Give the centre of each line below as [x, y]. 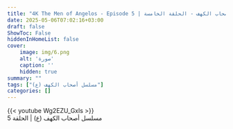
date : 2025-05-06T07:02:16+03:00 [55, 20]
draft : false [26, 26]
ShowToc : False [29, 33]
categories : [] [29, 91]
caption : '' [37, 65]
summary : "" [24, 78]
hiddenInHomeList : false [43, 40]
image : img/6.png [45, 53]
